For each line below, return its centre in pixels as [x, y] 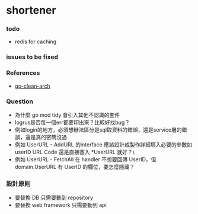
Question [20, 101]
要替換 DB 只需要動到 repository [54, 198]
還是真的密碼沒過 [46, 137]
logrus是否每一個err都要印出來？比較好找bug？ [72, 122]
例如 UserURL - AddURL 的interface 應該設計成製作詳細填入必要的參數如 [103, 145]
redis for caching [36, 41]
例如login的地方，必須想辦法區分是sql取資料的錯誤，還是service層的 [98, 130]
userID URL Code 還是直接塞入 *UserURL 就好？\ [75, 152]
